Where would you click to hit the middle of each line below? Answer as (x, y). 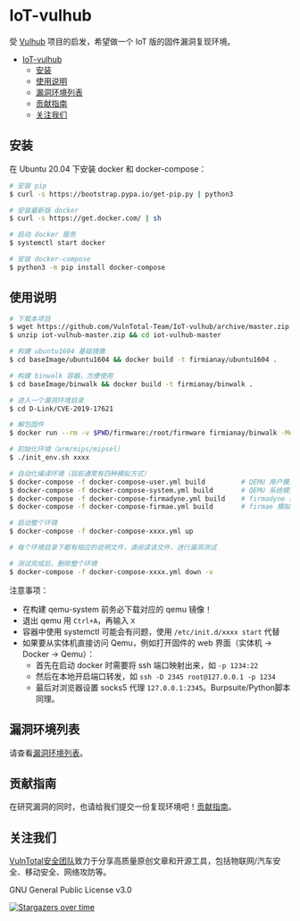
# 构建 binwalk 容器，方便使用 (61, 376)
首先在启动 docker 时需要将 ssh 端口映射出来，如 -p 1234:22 (147, 665)
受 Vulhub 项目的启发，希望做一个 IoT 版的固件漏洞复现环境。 (122, 41)
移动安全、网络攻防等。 (68, 872)
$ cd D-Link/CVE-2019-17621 (62, 409)
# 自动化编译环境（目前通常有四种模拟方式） (80, 473)
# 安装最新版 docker (44, 210)
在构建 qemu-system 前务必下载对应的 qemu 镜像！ (117, 609)
